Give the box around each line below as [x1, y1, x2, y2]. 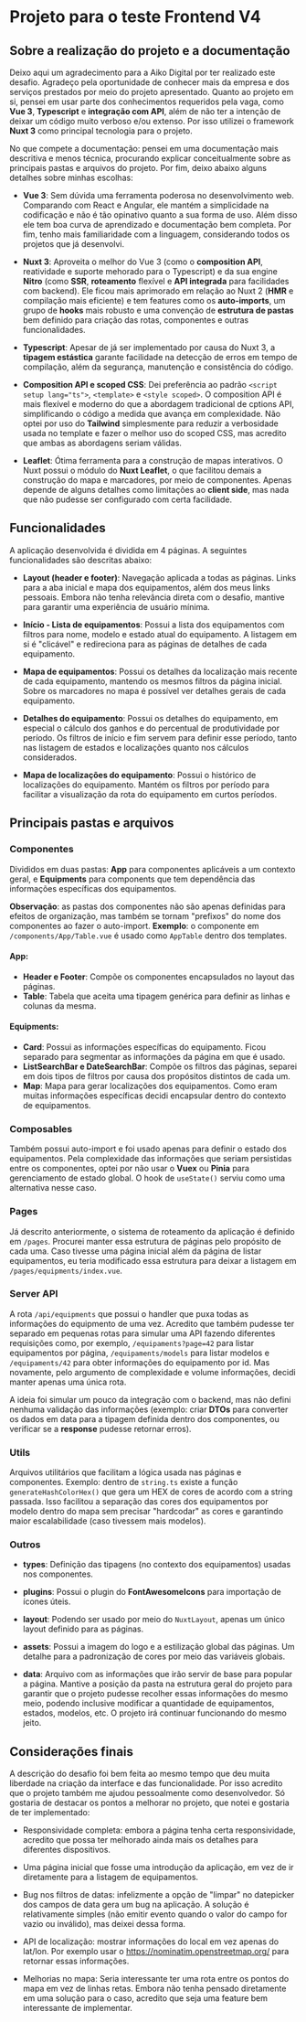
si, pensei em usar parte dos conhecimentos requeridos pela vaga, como [9, 96, 285, 107]
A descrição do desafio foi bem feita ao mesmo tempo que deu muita [9, 1768, 270, 1780]
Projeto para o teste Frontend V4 [9, 6, 262, 27]
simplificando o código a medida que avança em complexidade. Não [22, 409, 281, 419]
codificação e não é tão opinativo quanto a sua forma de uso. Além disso [22, 209, 298, 220]
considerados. [22, 752, 78, 763]
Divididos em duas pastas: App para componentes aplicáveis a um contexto [9, 863, 296, 874]
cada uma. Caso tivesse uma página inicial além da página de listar [9, 1246, 262, 1257]
